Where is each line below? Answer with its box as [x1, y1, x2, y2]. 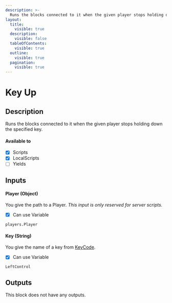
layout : [5, 17, 22, 22]
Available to [5, 138, 31, 144]
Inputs [5, 176, 27, 185]
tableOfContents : [10, 41, 47, 46]
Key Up [5, 87, 37, 98]
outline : [10, 50, 29, 55]
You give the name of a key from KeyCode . [5, 244, 96, 250]
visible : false [14, 36, 47, 42]
